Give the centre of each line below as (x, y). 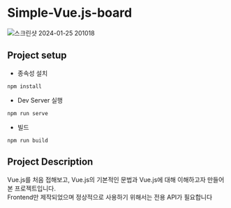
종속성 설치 (32, 73)
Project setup (37, 55)
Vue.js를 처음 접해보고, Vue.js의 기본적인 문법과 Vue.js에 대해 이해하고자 (106, 179)
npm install (24, 86)
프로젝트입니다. (35, 188)
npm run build (28, 140)
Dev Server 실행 (40, 100)
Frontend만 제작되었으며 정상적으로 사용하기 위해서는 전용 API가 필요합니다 (110, 197)
